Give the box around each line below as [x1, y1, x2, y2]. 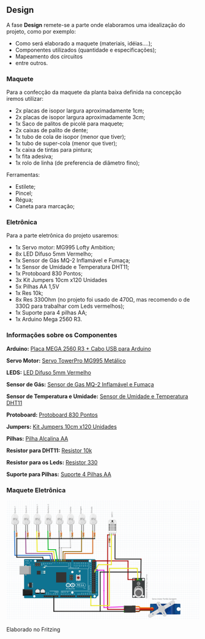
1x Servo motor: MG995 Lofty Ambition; [15, 244, 115, 251]
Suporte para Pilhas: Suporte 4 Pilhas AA [6, 470, 111, 478]
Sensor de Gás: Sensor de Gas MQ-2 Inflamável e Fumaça [6, 380, 154, 388]
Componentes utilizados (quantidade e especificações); [15, 46, 157, 53]
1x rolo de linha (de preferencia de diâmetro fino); [15, 159, 140, 167]
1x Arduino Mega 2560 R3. [15, 316, 83, 323]
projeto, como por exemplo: [6, 28, 76, 35]
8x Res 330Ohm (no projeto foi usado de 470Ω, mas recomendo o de [15, 296, 190, 304]
